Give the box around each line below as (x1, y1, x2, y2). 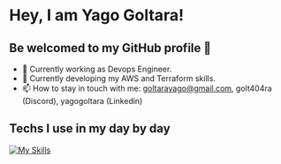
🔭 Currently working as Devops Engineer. (21, 63, 172, 74)
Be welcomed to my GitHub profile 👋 (9, 41, 212, 56)
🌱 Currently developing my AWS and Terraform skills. (21, 73, 216, 84)
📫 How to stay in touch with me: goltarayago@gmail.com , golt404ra (21, 83, 272, 93)
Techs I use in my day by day (9, 121, 171, 137)
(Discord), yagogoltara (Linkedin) (21, 96, 143, 106)
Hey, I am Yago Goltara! (9, 5, 184, 26)
